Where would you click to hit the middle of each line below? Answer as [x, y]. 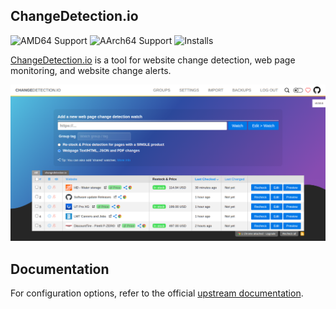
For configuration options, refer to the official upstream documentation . [157, 293]
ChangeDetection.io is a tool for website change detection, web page [153, 60]
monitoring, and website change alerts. [91, 70]
